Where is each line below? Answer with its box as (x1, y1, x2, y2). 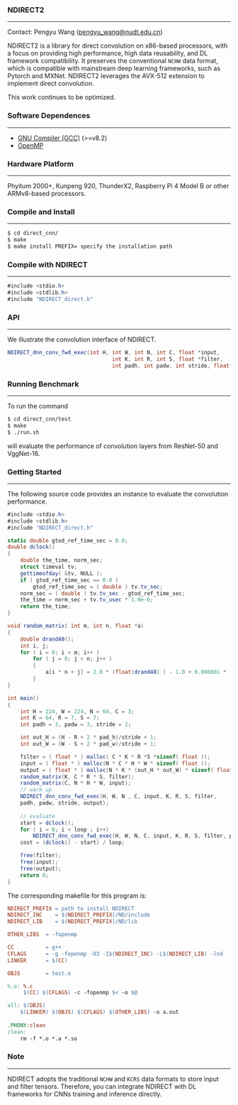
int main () (7, 695, 40, 702)
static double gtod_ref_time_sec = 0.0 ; (7, 537, 129, 544)
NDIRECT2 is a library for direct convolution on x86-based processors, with (7, 41, 228, 50)
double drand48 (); (20, 636, 74, 643)
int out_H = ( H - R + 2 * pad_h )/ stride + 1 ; (20, 734, 157, 741)
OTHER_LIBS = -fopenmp (7, 931, 78, 938)
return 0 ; (20, 871, 50, 878)
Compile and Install (7, 207, 76, 217)
